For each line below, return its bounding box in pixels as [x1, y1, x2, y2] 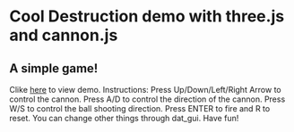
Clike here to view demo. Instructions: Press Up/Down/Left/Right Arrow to [9, 85, 281, 95]
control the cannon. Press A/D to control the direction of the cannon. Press [9, 94, 286, 104]
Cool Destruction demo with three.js [9, 6, 285, 27]
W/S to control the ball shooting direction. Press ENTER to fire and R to [9, 103, 271, 113]
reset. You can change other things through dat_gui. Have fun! [9, 113, 239, 123]
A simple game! [9, 61, 99, 76]
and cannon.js [9, 25, 118, 45]
